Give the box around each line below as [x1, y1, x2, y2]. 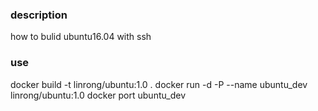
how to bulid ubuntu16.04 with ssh [10, 31, 152, 43]
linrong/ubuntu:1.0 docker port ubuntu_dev [10, 89, 186, 101]
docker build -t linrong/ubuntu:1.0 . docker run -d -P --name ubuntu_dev [10, 78, 308, 90]
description [10, 8, 68, 22]
